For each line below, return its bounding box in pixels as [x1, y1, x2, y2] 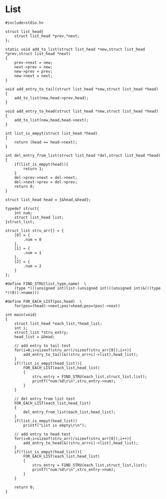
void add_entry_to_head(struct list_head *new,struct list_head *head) [5, 109, 158, 114]
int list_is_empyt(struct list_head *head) [5, 130, 98, 136]
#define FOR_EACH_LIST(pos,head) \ [5, 299, 82, 304]
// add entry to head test [14, 431, 71, 437]
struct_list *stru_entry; [14, 330, 69, 335]
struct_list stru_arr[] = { [5, 228, 64, 233]
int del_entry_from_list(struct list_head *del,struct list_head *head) [5, 153, 161, 158]
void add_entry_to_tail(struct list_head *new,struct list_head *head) [5, 86, 158, 92]
